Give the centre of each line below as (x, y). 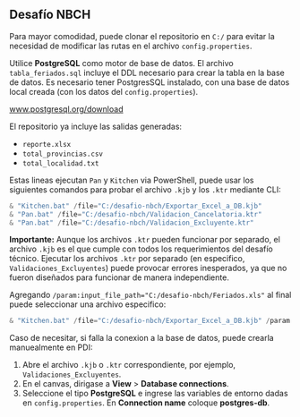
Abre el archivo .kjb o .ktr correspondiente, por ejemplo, (129, 365)
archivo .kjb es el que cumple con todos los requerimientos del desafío (141, 249)
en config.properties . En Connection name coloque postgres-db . (146, 403)
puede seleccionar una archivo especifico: (88, 304)
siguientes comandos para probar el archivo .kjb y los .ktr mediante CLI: (145, 189)
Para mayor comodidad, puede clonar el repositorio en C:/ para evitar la (142, 36)
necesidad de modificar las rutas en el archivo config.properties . (131, 46)
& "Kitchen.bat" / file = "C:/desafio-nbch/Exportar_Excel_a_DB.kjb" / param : (152, 321)
